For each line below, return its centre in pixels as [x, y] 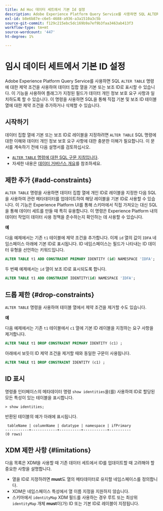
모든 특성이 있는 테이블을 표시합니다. [39, 398]
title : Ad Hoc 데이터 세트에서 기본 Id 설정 [45, 9]
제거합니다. [16, 334]
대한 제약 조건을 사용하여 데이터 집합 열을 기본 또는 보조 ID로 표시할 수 [76, 87]
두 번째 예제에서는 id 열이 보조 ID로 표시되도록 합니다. [56, 269]
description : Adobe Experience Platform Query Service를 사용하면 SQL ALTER [82, 14]
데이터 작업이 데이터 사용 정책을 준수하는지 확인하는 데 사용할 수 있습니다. [74, 217]
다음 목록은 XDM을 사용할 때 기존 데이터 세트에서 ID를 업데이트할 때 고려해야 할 [80, 463]
